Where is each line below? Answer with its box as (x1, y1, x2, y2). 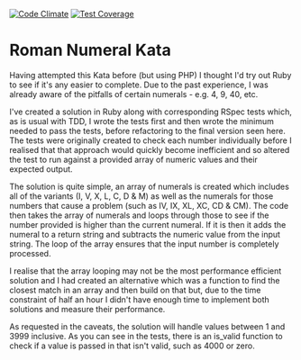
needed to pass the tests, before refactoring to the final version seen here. (9, 125, 286, 136)
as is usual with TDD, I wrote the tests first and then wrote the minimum (9, 115, 275, 126)
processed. (9, 247, 51, 258)
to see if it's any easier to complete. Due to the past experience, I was (9, 79, 269, 90)
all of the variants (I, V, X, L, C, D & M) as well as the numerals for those (9, 190, 274, 202)
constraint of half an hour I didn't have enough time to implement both (9, 293, 270, 305)
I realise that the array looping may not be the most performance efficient (9, 265, 282, 276)
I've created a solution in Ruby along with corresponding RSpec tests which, (9, 106, 293, 117)
